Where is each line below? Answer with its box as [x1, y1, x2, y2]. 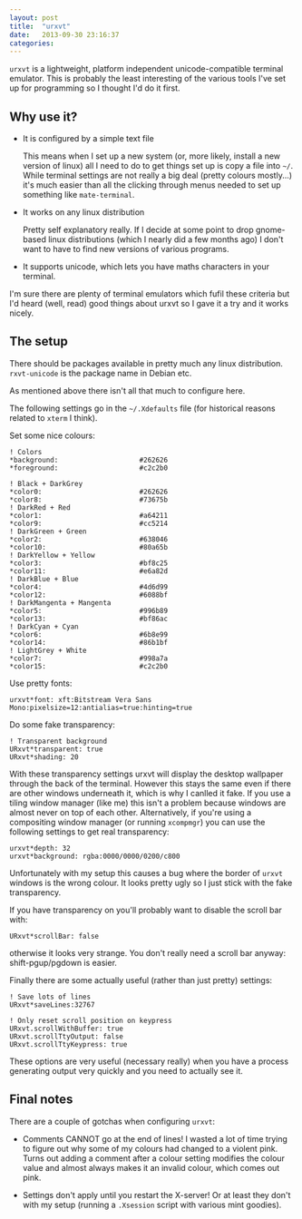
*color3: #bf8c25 [9, 559, 169, 568]
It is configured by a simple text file [22, 133, 154, 144]
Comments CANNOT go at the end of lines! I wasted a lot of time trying [22, 1133, 288, 1144]
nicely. [9, 307, 34, 318]
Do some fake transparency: [9, 718, 115, 730]
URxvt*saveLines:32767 [9, 1000, 95, 1009]
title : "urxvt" [9, 22, 71, 31]
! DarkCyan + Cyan [9, 622, 79, 631]
